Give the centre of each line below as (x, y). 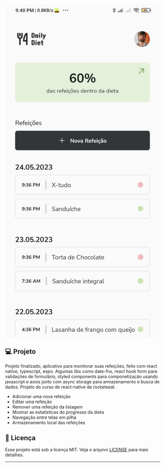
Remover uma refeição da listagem (47, 407)
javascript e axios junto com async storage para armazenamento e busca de (82, 381)
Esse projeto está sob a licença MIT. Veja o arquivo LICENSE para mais (77, 450)
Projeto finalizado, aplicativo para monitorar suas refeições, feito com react (81, 366)
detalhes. (14, 455)
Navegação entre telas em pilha (44, 417)
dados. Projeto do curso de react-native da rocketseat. (60, 387)
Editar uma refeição (32, 402)
